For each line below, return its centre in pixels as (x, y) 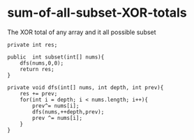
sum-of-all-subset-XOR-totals (97, 13)
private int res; (32, 45)
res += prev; (39, 93)
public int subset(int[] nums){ (56, 57)
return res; (37, 69)
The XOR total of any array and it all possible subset (82, 32)
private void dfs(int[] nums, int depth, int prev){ (85, 87)
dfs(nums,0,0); (42, 63)
